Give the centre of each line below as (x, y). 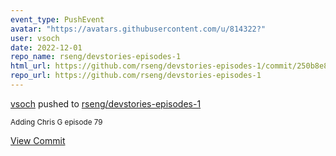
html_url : (31, 66)
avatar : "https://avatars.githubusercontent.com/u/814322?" (138, 29)
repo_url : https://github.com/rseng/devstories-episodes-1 (136, 76)
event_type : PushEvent (57, 19)
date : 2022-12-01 (46, 47)
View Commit (38, 140)
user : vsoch (35, 38)
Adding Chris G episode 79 (56, 122)
